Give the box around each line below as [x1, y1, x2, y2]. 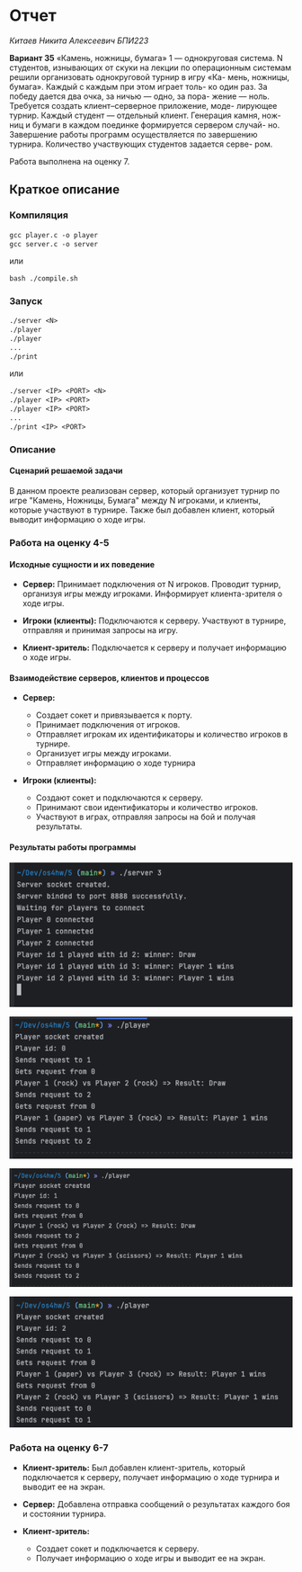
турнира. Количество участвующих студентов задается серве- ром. [9, 138, 273, 149]
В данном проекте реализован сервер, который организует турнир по [9, 486, 280, 496]
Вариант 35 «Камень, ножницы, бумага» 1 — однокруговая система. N [9, 52, 283, 63]
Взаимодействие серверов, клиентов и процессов [9, 672, 209, 683]
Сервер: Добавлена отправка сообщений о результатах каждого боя [22, 1498, 290, 1509]
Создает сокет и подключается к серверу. [35, 1543, 200, 1554]
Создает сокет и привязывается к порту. [35, 710, 193, 720]
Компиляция [9, 209, 69, 221]
